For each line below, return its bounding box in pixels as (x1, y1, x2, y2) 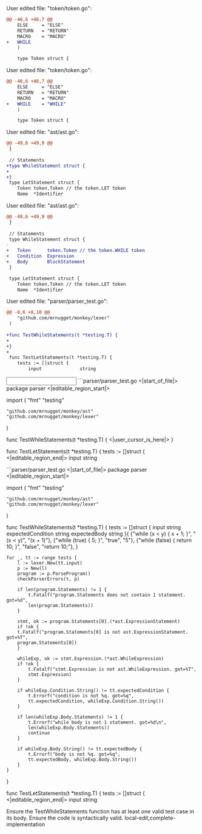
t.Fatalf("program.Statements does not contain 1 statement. (28, 592, 186, 598)
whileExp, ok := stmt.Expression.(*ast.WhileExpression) (17, 656, 164, 662)
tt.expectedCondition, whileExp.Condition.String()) (28, 698, 164, 704)
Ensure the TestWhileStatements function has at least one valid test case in (6, 808, 194, 815)
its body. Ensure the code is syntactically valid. (6, 815, 123, 821)
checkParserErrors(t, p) (17, 576, 80, 582)
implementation (6, 821, 45, 828)
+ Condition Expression (6, 253, 75, 259)
